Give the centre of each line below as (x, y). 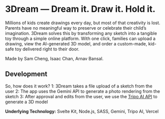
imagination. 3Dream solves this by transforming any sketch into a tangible (81, 33)
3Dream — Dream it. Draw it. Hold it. (80, 9)
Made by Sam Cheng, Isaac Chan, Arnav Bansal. (54, 58)
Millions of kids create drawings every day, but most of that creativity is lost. (83, 23)
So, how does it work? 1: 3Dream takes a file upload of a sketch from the (79, 86)
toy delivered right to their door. (47, 49)
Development (26, 74)
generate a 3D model (27, 102)
